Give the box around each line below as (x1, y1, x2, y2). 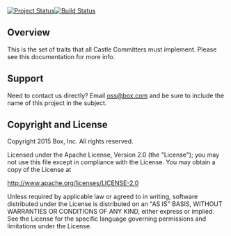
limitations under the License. (7, 222, 92, 230)
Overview (7, 26, 51, 38)
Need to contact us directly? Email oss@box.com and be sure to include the (7, 91, 225, 100)
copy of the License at (7, 166, 72, 174)
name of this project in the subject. (7, 98, 107, 107)
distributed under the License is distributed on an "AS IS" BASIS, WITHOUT (7, 200, 223, 208)
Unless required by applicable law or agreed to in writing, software (7, 192, 198, 201)
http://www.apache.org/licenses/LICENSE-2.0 (7, 179, 139, 187)
